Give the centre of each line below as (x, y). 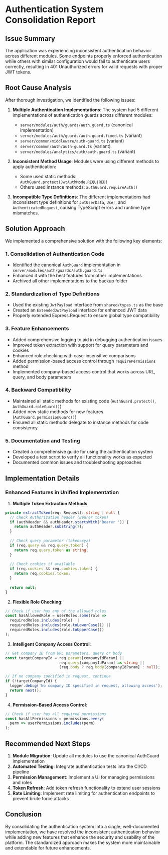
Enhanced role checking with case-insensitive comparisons (74, 355)
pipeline (21, 771)
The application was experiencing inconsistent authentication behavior (78, 51)
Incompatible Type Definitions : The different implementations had (81, 197)
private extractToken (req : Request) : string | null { (63, 513)
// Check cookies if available (42, 564)
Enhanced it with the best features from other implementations (77, 275)
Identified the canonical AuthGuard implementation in (66, 265)
